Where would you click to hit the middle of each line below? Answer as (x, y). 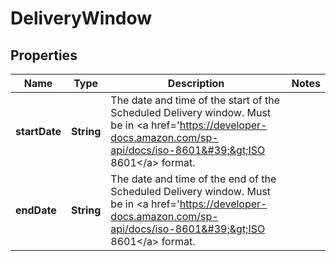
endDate (36, 210)
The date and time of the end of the (193, 179)
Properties (44, 55)
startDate (38, 131)
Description (196, 83)
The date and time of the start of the (195, 100)
